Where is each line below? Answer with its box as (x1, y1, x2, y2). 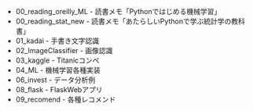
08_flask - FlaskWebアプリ (15, 85, 103, 94)
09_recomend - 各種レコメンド (15, 95, 116, 104)
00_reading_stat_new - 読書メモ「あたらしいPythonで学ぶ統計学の (15, 16, 232, 26)
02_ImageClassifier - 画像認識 (15, 46, 113, 55)
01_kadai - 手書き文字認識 (15, 36, 100, 45)
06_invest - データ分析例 (15, 75, 96, 84)
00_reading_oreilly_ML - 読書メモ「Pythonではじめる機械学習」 (15, 7, 222, 16)
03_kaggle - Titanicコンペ (15, 55, 100, 65)
